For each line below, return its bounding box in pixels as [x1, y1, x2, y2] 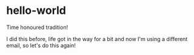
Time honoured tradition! [6, 24, 69, 31]
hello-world [6, 4, 67, 18]
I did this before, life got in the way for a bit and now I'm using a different [6, 35, 188, 42]
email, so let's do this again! [6, 42, 76, 49]
